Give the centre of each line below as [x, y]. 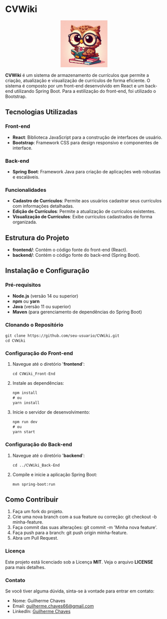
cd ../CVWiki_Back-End [36, 465]
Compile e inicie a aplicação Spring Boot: [55, 474]
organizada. [25, 222]
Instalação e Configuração [47, 271]
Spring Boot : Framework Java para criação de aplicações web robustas [86, 171]
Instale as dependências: [38, 383]
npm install [25, 393]
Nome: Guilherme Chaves [39, 601]
